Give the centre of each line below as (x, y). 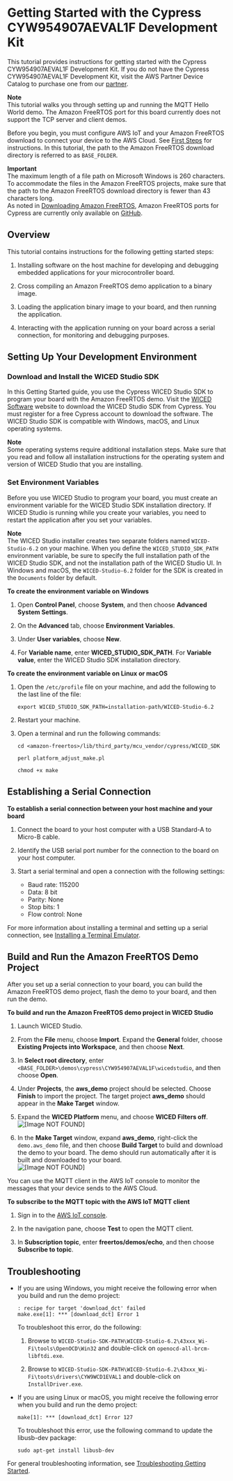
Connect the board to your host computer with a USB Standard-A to (114, 829)
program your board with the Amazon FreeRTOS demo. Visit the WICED (110, 399)
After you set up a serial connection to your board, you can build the (105, 984)
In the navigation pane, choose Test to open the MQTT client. (105, 1228)
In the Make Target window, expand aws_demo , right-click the (107, 1138)
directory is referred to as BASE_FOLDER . (63, 155)
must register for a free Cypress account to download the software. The (110, 414)
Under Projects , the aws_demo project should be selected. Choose (114, 1089)
